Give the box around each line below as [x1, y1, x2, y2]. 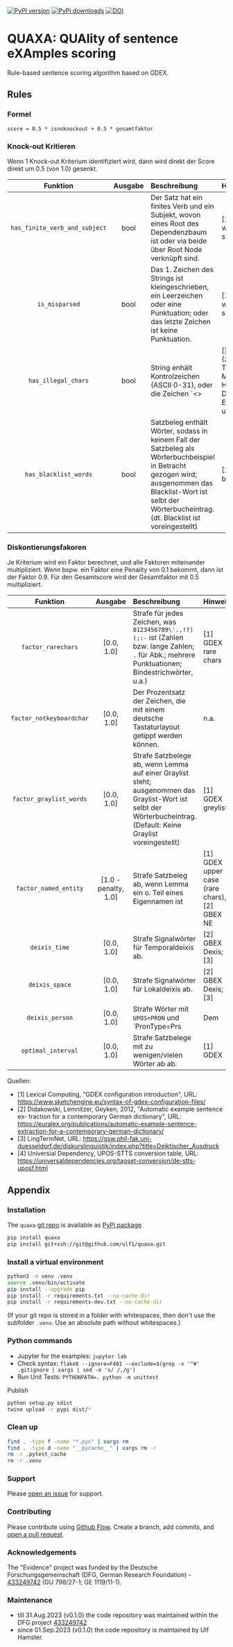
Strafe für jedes [132, 608, 184, 618]
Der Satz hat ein [150, 192, 203, 202]
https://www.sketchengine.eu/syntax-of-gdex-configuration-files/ [17, 1098, 206, 1106]
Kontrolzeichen [150, 371, 200, 381]
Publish [7, 1386, 29, 1394]
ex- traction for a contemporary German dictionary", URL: [17, 1112, 182, 1121]
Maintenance [7, 1595, 53, 1605]
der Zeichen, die [132, 696, 186, 706]
